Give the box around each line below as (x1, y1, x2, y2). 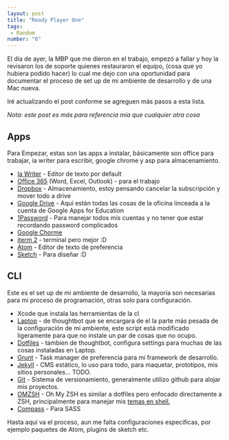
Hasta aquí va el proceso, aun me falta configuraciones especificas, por (7, 418, 211, 426)
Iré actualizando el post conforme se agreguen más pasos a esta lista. (7, 97, 206, 106)
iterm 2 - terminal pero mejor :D (17, 235, 107, 243)
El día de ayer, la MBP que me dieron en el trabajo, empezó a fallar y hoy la (7, 54, 219, 63)
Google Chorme (17, 228, 63, 237)
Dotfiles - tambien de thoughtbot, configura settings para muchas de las (17, 339, 222, 347)
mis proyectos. (17, 382, 60, 390)
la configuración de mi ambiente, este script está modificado (17, 323, 190, 332)
